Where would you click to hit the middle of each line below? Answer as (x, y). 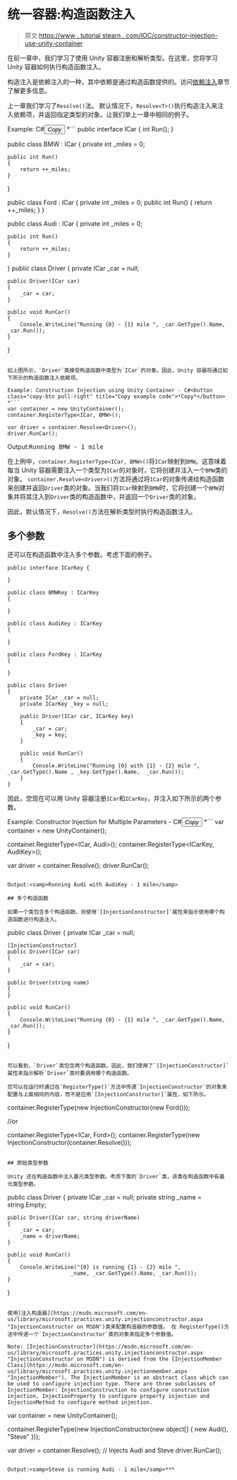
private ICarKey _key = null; (65, 704)
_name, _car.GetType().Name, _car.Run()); (134, 1273)
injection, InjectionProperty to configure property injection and (109, 1396)
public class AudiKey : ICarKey (55, 623)
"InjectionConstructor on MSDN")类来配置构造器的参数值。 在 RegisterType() (116, 1327)
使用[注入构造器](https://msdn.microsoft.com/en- (78, 1313)
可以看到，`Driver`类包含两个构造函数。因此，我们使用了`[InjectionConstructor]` (118, 1065)
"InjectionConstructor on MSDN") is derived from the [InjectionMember (115, 1359)
